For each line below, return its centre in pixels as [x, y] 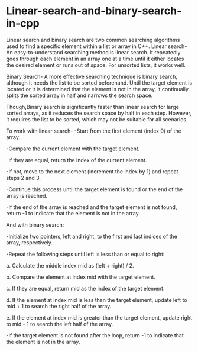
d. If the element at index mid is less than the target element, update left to [97, 300]
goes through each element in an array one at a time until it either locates [95, 59]
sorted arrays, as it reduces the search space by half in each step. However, [99, 113]
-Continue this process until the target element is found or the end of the [95, 189]
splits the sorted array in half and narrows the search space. [79, 95]
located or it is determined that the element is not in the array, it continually [98, 89]
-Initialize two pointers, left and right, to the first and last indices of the [92, 236]
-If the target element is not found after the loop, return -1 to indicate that [95, 335]
